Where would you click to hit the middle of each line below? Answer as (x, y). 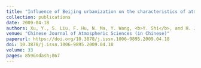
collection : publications (38, 17)
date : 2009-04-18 (28, 22)
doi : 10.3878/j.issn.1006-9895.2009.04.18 (60, 45)
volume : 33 (20, 50)
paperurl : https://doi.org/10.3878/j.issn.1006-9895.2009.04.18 (88, 39)
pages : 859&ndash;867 (33, 56)
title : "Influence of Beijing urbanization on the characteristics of (96, 12)
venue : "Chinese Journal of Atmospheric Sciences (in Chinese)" (88, 34)
